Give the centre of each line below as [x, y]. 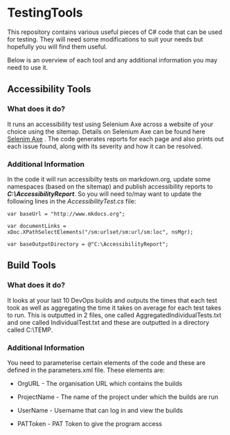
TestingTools [45, 13]
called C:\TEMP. [30, 330]
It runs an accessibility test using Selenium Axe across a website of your [110, 124]
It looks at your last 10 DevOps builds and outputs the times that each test [112, 300]
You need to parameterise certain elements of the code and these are [106, 362]
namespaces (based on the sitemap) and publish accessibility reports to [110, 186]
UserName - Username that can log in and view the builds [100, 410]
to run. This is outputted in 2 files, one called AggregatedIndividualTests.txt [114, 315]
